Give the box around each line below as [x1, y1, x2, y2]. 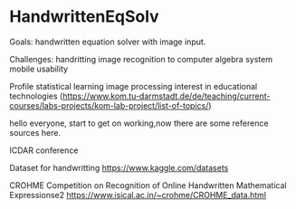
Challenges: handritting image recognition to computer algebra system [9, 53, 273, 64]
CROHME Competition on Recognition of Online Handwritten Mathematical [9, 179, 287, 191]
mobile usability [9, 63, 69, 74]
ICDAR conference [9, 145, 79, 156]
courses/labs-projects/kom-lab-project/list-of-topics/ [9, 100, 209, 110]
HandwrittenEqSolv [9, 6, 160, 27]
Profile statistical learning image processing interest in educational [9, 81, 258, 91]
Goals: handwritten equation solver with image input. [9, 36, 206, 47]
